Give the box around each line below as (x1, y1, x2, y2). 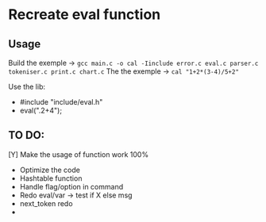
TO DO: (8, 128, 45, 142)
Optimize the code (19, 165, 81, 174)
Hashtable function (19, 173, 83, 183)
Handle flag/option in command (19, 182, 124, 191)
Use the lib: (8, 82, 46, 91)
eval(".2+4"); (19, 105, 62, 115)
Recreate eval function (8, 6, 161, 24)
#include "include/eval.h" (19, 98, 103, 106)
